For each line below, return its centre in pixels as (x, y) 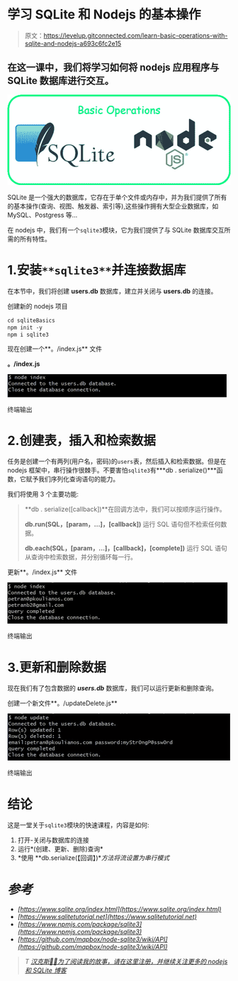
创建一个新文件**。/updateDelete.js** (63, 703)
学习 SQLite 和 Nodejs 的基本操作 (104, 15)
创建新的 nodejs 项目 (38, 306)
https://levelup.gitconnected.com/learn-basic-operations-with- (136, 35)
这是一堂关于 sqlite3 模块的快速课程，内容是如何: (79, 825)
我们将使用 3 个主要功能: (43, 494)
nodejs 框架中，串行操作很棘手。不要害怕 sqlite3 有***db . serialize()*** (112, 470)
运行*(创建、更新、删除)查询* (61, 849)
